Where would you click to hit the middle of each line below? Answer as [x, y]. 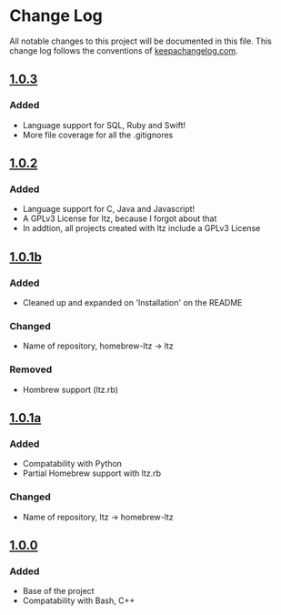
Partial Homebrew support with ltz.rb [92, 473]
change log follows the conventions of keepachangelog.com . [124, 50]
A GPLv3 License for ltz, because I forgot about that [120, 218]
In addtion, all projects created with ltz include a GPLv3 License [141, 228]
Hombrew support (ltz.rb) [70, 389]
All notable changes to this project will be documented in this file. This [141, 41]
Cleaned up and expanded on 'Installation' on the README [132, 302]
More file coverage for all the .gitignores [98, 135]
